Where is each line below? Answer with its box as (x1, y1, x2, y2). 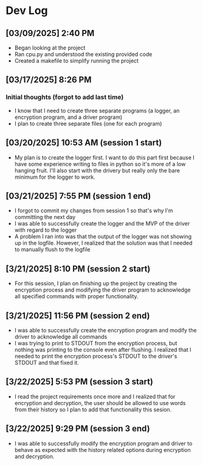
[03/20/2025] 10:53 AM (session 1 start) (5, 138, 162, 148)
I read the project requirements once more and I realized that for (14, 393, 176, 400)
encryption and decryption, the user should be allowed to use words (14, 399, 186, 406)
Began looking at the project (14, 44, 86, 51)
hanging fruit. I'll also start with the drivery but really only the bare (14, 167, 181, 174)
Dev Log (5, 4, 48, 18)
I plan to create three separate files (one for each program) (14, 120, 162, 127)
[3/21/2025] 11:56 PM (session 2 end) (5, 310, 150, 321)
